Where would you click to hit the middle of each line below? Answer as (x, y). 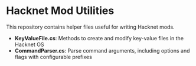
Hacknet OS (29, 44)
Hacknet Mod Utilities (60, 11)
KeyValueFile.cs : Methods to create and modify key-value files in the (99, 38)
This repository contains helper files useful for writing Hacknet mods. (91, 27)
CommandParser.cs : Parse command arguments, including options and (102, 50)
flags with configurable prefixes (53, 57)
